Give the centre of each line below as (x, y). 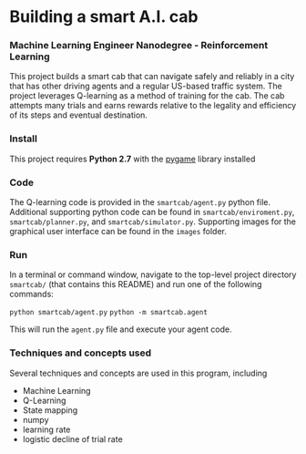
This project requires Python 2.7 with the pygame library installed (133, 159)
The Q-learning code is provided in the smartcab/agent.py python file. (140, 202)
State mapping (50, 410)
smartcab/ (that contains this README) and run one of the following (136, 284)
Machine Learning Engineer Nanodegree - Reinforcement (139, 46)
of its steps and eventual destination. (79, 115)
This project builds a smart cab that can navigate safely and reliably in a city (152, 77)
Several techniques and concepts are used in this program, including (138, 373)
